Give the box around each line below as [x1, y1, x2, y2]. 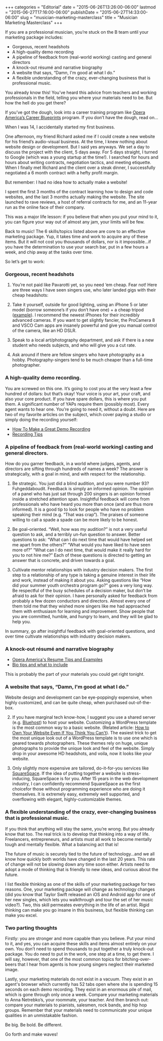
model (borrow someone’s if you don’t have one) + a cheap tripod [12, 307, 144, 313]
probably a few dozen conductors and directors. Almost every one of [12, 598, 151, 604]
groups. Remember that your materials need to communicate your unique [5, 1007, 152, 1013]
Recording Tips [12, 431, 43, 437]
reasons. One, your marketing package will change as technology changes [5, 886, 155, 892]
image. [5, 967, 19, 973]
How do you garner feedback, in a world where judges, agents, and [5, 460, 140, 466]
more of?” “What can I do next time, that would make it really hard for [12, 547, 151, 553]
